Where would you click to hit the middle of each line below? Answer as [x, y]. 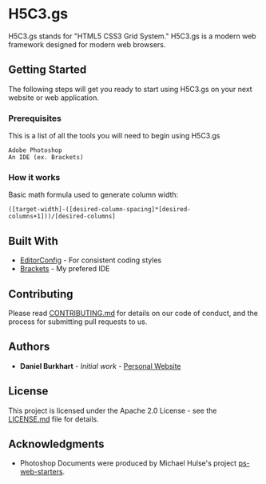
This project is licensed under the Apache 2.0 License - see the [113, 410]
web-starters [41, 472]
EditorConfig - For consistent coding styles [91, 260]
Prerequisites [35, 118]
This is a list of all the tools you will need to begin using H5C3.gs [114, 136]
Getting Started [48, 70]
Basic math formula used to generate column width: [93, 195]
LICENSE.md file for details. [54, 419]
